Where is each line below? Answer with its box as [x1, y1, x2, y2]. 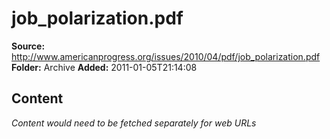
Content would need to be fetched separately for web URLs [11, 117, 257, 129]
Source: [11, 40, 46, 52]
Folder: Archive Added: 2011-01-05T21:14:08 [11, 61, 198, 73]
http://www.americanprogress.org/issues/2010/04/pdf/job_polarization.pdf [11, 50, 321, 62]
